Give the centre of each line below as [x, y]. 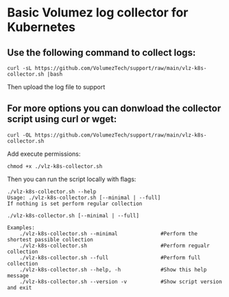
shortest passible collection [50, 239]
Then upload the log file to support [56, 87]
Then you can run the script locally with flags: [72, 179]
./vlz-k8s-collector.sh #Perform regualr [115, 246]
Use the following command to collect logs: [101, 52]
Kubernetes [41, 27]
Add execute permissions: [44, 154]
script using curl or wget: [62, 119]
